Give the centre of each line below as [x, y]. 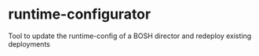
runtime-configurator [80, 14]
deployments [29, 44]
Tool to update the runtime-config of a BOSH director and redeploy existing [130, 36]
